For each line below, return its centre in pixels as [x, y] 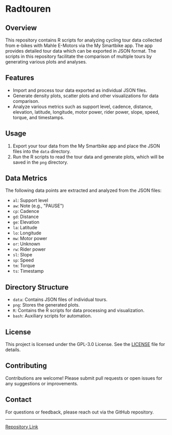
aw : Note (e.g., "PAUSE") [38, 206]
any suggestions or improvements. [42, 383]
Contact [18, 400]
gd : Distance [26, 217]
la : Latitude [25, 228]
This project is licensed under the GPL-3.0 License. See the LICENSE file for [85, 344]
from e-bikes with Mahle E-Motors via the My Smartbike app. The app [79, 46]
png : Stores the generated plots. [46, 305]
